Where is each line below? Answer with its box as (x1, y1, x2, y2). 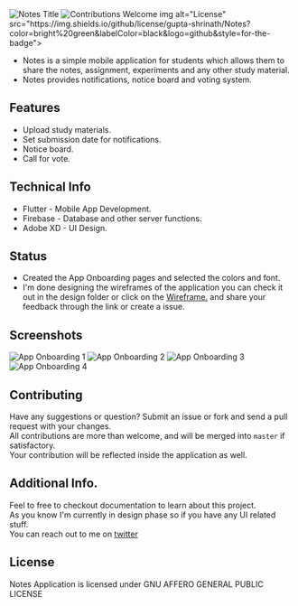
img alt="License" (159, 9, 227, 19)
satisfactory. (9, 440, 56, 451)
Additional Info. (9, 476, 98, 491)
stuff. (9, 518, 29, 529)
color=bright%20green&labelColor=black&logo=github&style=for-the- (9, 28, 271, 39)
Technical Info (9, 180, 92, 195)
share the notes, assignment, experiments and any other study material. (22, 65, 291, 75)
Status (9, 248, 48, 265)
